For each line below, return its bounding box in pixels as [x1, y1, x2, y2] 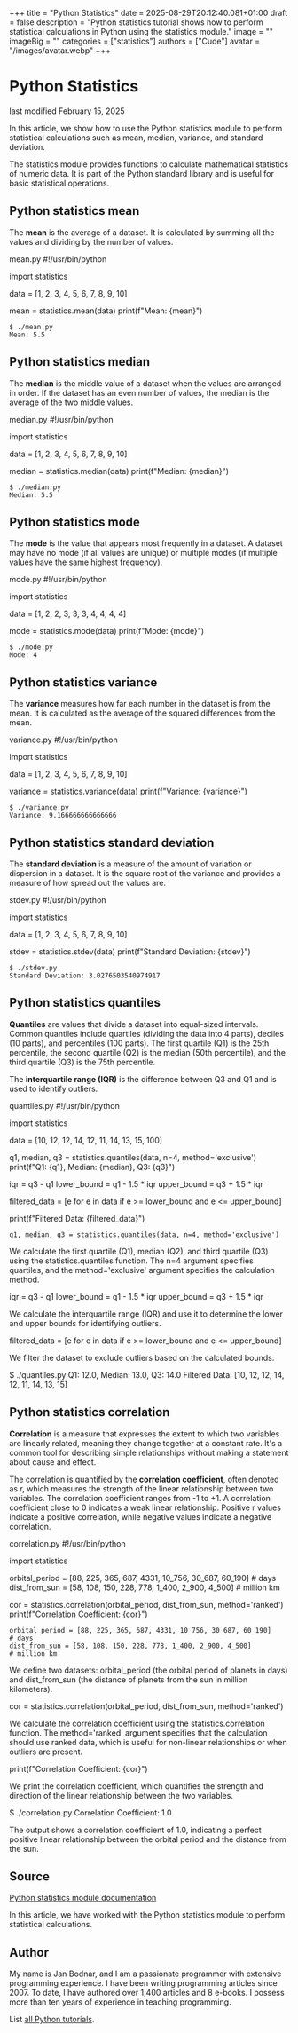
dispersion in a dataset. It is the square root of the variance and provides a [9, 868, 281, 878]
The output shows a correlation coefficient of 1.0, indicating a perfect [9, 1824, 262, 1835]
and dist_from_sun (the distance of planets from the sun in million [9, 1673, 248, 1685]
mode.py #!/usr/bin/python [9, 574, 108, 585]
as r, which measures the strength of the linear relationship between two [9, 1483, 274, 1494]
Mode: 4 [9, 651, 38, 660]
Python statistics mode [9, 514, 140, 529]
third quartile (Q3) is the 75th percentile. [9, 1056, 156, 1067]
